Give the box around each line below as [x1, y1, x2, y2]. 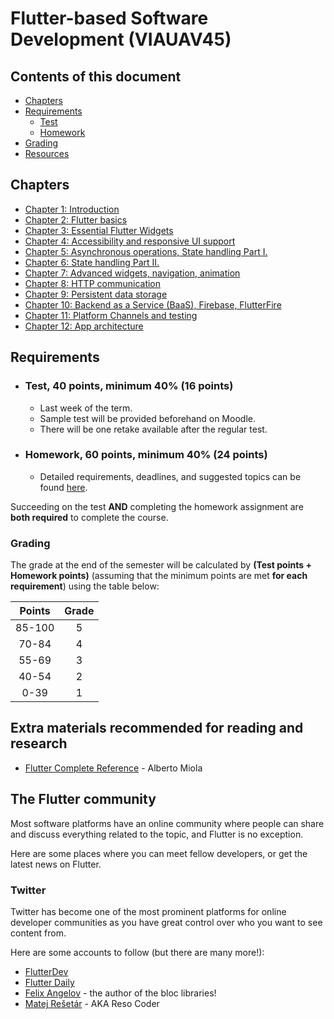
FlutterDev [24, 966, 69, 978]
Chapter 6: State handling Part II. [24, 256, 160, 268]
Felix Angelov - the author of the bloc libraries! [24, 987, 217, 999]
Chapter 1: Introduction [24, 203, 120, 215]
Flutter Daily [24, 977, 75, 989]
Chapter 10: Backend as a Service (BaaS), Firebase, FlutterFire [24, 298, 282, 311]
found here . [39, 481, 88, 493]
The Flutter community [10, 791, 157, 808]
